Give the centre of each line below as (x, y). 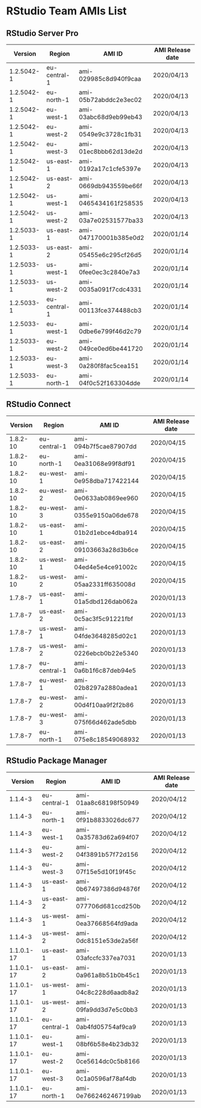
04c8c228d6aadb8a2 (107, 992)
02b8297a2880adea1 (106, 688)
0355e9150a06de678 (106, 515)
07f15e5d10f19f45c (106, 872)
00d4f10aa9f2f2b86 (104, 704)
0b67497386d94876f (108, 889)
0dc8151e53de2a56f (107, 941)
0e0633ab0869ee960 (106, 498)
